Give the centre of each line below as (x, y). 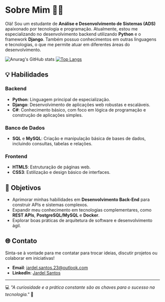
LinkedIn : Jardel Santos (36, 273)
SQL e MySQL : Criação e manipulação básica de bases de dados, (79, 138)
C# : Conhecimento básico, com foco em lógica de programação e (79, 110)
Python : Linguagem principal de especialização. (61, 99)
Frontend (16, 156)
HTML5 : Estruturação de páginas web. (51, 167)
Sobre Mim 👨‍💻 (34, 10)
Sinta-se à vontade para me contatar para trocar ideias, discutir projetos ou (82, 253)
